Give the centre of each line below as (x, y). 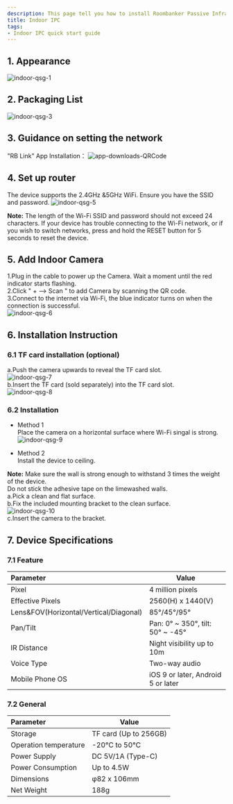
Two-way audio (175, 663)
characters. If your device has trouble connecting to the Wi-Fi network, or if (115, 223)
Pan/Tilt (23, 628)
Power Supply (34, 756)
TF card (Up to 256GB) (130, 734)
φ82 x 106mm (115, 779)
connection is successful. (44, 305)
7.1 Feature (25, 560)
